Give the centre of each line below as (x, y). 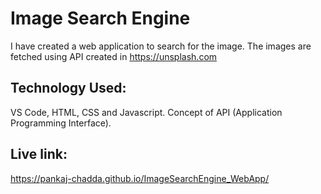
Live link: (39, 154)
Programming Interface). (61, 123)
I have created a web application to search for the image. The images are (161, 46)
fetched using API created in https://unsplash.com (114, 56)
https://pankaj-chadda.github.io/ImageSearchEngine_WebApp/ (140, 178)
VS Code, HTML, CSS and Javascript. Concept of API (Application (146, 112)
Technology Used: (68, 88)
